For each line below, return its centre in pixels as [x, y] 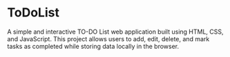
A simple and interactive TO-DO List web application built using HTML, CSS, [115, 32]
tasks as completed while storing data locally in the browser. [93, 46]
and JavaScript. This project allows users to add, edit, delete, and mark [108, 38]
